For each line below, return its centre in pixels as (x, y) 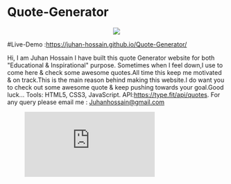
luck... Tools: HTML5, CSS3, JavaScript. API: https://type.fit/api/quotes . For (114, 94)
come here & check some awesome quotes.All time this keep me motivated (114, 72)
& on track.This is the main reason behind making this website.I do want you (116, 80)
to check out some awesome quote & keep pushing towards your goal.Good (115, 87)
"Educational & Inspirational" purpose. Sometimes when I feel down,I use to (115, 65)
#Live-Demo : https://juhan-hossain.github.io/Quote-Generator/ (97, 44)
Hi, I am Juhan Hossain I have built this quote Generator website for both (111, 58)
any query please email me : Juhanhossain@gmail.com (86, 102)
